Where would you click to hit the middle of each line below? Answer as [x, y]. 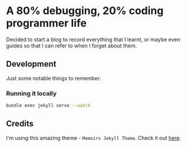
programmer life [46, 23]
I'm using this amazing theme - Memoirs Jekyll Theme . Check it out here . [93, 138]
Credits [20, 124]
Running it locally [31, 93]
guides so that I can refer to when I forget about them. [71, 46]
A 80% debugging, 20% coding [85, 11]
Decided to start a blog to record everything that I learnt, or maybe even [93, 39]
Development [31, 64]
